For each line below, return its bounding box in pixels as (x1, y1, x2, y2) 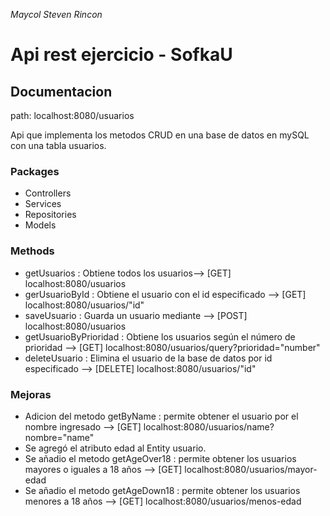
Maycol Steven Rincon (10, 9, 103, 20)
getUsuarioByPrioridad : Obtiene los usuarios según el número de (24, 330, 296, 343)
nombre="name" (24, 431, 95, 443)
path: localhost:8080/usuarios (10, 110, 135, 121)
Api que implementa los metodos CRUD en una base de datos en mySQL (10, 129, 310, 141)
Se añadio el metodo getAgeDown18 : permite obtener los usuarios (24, 484, 301, 496)
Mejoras (10, 387, 52, 401)
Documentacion (10, 83, 113, 100)
